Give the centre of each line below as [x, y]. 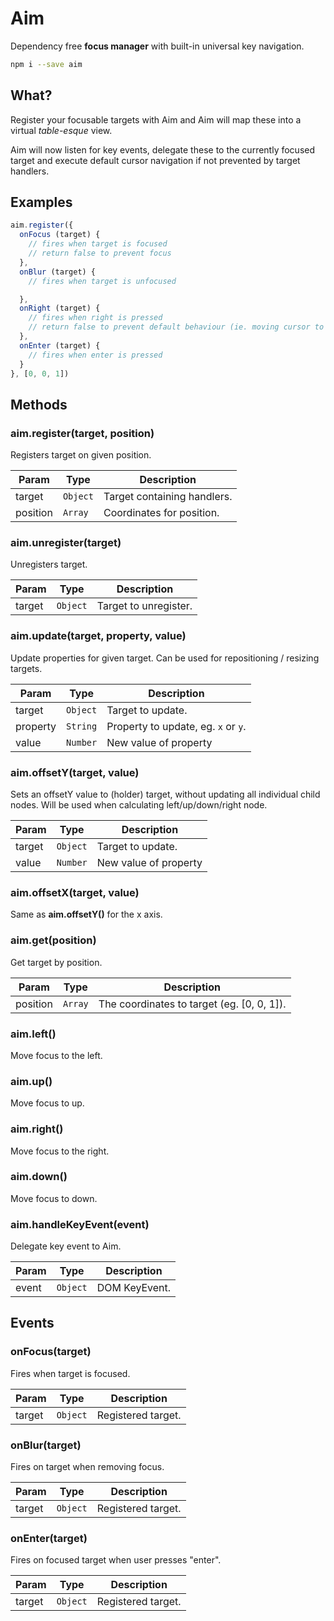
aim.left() [33, 1034]
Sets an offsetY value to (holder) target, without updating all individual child [165, 794]
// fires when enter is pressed [95, 355]
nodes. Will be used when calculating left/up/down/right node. [139, 805]
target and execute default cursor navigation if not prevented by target [155, 160]
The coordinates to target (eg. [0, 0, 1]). [192, 1004]
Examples [41, 202]
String [82, 726]
